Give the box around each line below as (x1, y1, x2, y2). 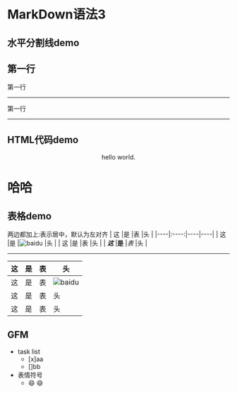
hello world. (101, 153, 136, 162)
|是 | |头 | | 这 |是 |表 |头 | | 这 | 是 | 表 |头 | (7, 239, 148, 248)
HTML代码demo (7, 133, 79, 145)
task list (17, 347, 41, 356)
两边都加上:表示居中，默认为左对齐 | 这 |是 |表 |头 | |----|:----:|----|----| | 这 (7, 230, 226, 238)
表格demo (7, 210, 51, 222)
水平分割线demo (7, 37, 80, 49)
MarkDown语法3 (7, 6, 106, 23)
